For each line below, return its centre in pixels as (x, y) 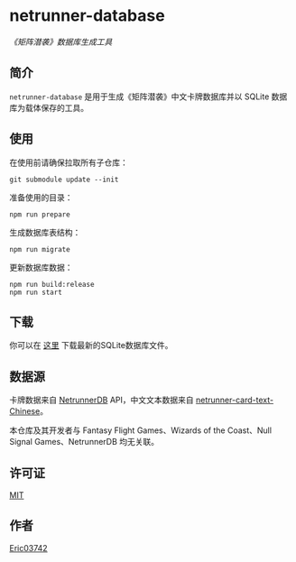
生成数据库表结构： (45, 232)
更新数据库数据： (41, 267)
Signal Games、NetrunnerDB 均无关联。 (84, 442)
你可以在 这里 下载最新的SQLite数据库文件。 (91, 345)
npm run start (36, 292)
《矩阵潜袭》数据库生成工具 (61, 41)
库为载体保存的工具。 (49, 107)
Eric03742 (28, 548)
